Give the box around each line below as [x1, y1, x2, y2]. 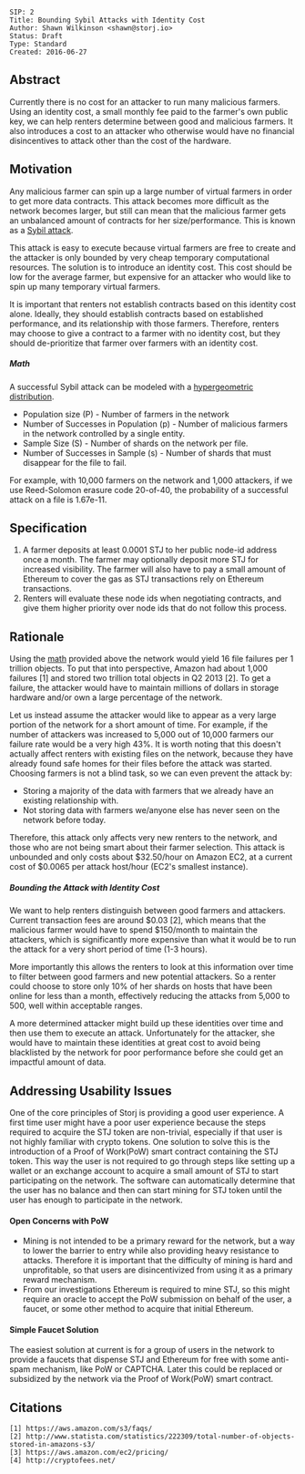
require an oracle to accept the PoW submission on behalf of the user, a [22, 1294, 292, 1304]
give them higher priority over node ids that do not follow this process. [22, 603, 287, 613]
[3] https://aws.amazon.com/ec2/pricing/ [9, 1448, 169, 1458]
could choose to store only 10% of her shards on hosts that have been [9, 981, 273, 992]
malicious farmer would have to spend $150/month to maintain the [9, 924, 258, 935]
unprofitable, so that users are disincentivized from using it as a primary [22, 1264, 293, 1275]
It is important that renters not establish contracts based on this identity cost [9, 298, 297, 309]
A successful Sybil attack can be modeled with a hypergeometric [9, 381, 254, 392]
